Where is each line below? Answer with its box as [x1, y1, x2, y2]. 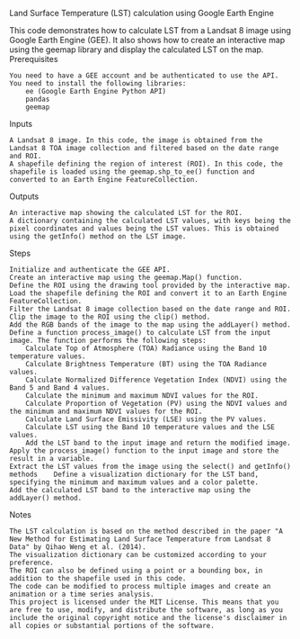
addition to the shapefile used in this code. [9, 574, 187, 583]
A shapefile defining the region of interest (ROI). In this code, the [9, 159, 283, 168]
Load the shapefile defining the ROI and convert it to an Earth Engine [9, 289, 287, 298]
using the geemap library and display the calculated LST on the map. [9, 44, 264, 55]
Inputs [9, 119, 33, 129]
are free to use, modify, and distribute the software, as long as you [9, 606, 283, 615]
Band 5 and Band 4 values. [9, 383, 110, 392]
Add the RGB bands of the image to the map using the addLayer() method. [9, 320, 292, 329]
